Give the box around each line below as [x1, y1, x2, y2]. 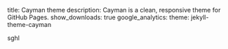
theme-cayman [7, 21, 51, 28]
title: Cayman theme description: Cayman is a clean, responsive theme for [7, 6, 221, 14]
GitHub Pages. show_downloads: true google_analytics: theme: [7, 13, 189, 21]
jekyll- [190, 13, 209, 21]
